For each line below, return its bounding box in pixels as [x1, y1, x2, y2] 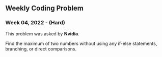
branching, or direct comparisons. [5, 45, 77, 52]
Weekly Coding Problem [5, 4, 84, 13]
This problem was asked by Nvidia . [5, 30, 80, 37]
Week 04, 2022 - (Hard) [5, 19, 65, 26]
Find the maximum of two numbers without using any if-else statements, [5, 40, 157, 46]
